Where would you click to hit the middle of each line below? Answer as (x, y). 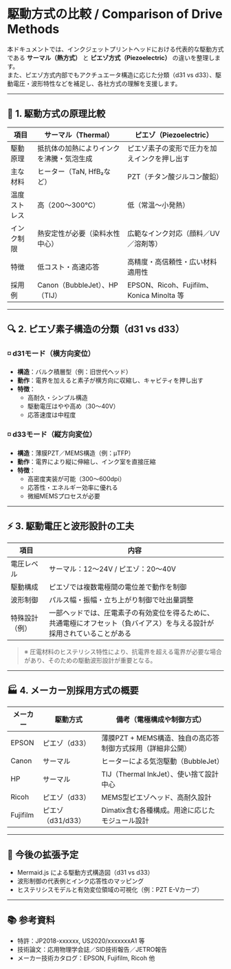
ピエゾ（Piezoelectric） (174, 135)
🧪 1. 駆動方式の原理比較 (56, 114)
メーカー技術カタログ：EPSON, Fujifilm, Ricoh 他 (86, 958)
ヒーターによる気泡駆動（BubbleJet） (163, 761)
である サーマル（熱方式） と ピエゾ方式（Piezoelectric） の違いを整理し (111, 57)
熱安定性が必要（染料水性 (79, 233)
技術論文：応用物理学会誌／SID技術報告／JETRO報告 (92, 949)
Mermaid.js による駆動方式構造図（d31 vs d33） (85, 873)
